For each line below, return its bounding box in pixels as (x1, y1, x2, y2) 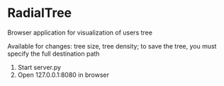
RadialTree (7, 5, 72, 21)
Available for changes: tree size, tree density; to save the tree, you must (7, 42, 217, 50)
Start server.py (17, 63, 62, 71)
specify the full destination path (7, 49, 100, 58)
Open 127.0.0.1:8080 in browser (17, 70, 110, 79)
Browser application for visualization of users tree (7, 28, 152, 37)
